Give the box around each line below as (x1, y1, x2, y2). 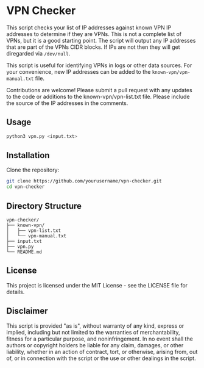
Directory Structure (6, 201, 82, 211)
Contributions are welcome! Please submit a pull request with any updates (6, 86, 193, 93)
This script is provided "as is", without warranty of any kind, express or (6, 322, 185, 330)
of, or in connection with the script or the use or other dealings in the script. (6, 355, 196, 362)
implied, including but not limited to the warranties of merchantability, (6, 328, 181, 336)
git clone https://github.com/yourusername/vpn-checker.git (6, 178, 163, 184)
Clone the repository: (6, 166, 60, 174)
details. (6, 288, 25, 295)
